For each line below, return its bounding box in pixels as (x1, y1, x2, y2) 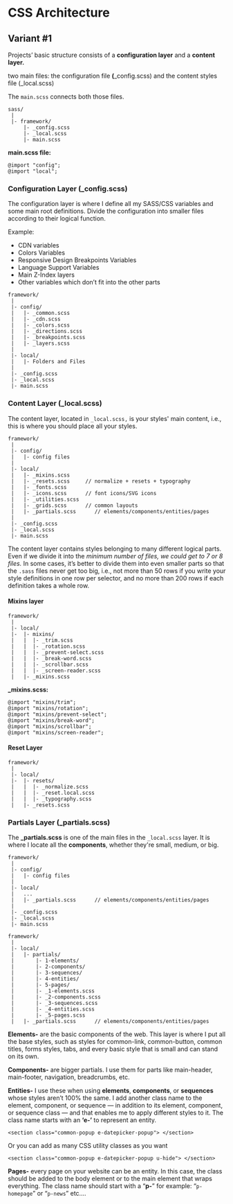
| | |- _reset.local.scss (10, 789, 95, 796)
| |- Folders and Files (10, 359, 86, 365)
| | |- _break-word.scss (10, 655, 92, 662)
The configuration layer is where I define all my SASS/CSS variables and (8, 200, 214, 208)
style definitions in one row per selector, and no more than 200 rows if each (8, 574, 224, 582)
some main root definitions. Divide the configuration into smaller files (8, 207, 204, 216)
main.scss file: (8, 148, 51, 157)
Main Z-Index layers (17, 270, 75, 279)
